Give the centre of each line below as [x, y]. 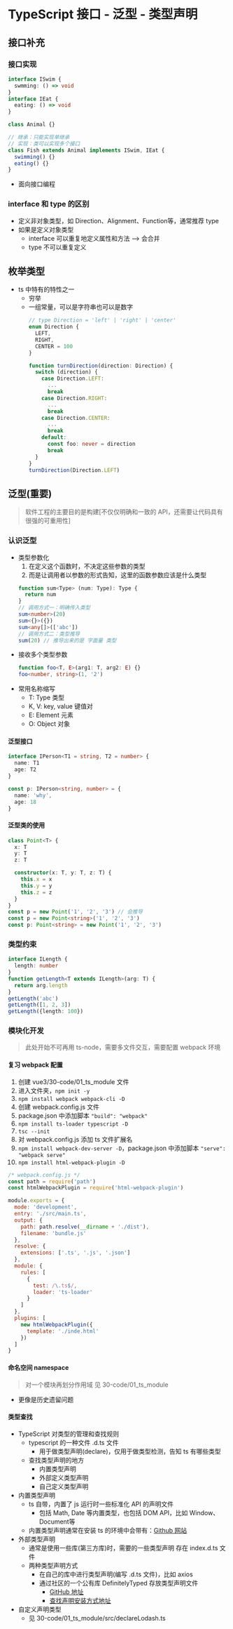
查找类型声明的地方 [56, 1460]
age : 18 [26, 802]
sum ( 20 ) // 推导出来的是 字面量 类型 [67, 640]
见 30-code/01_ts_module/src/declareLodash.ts [97, 1618]
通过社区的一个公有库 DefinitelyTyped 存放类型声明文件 [119, 1583]
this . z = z [36, 892]
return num [41, 595]
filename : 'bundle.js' [54, 1233]
